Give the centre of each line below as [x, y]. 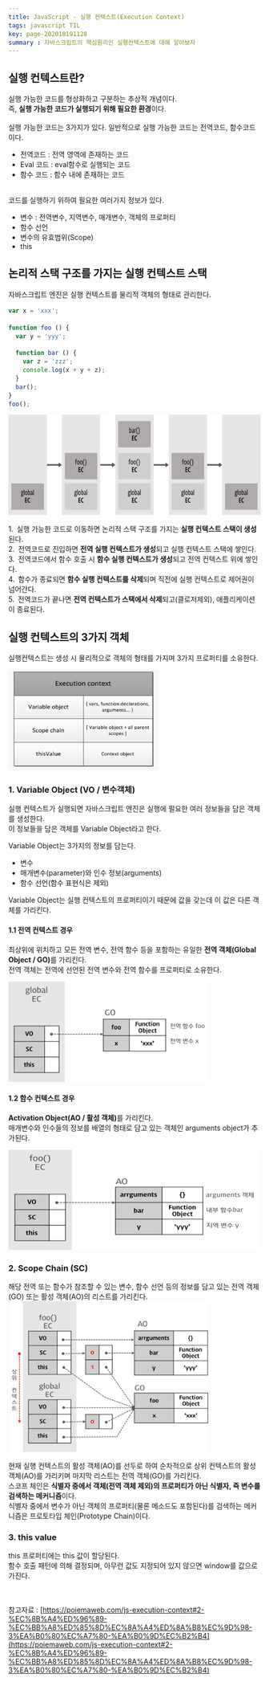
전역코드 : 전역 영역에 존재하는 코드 [74, 155]
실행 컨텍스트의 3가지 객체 [69, 637]
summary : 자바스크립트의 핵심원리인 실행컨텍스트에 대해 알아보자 [102, 43]
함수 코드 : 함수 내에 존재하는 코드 [72, 175]
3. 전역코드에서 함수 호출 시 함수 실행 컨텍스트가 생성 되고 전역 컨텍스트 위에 [126, 559]
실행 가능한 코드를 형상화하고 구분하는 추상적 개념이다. [93, 99]
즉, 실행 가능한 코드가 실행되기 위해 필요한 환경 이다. [87, 109]
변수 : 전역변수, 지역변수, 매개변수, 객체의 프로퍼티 [98, 218]
